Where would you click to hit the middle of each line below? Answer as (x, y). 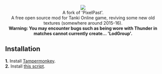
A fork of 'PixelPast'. (83, 13)
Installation (23, 49)
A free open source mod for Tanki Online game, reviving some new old (83, 18)
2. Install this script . (25, 66)
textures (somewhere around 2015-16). (83, 23)
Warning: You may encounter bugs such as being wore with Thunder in (83, 28)
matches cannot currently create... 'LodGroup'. (83, 34)
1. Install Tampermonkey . (30, 61)
